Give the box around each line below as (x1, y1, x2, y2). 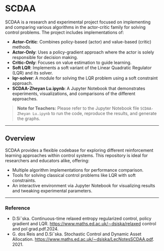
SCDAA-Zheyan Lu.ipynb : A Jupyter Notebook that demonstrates (12, 85, 145, 91)
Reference (5, 204, 30, 211)
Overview (5, 135, 36, 143)
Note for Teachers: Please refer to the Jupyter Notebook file (17, 105, 140, 111)
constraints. (12, 177, 37, 183)
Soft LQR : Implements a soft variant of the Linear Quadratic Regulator (12, 64, 152, 71)
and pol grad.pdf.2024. (12, 226, 59, 232)
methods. (12, 44, 32, 50)
